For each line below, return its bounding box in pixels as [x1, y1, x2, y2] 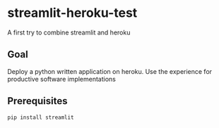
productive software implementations [7, 75, 117, 83]
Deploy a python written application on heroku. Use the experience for [7, 67, 213, 75]
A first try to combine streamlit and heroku [7, 28, 131, 37]
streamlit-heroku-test [7, 5, 138, 21]
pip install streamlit [7, 114, 74, 121]
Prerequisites [7, 95, 68, 107]
